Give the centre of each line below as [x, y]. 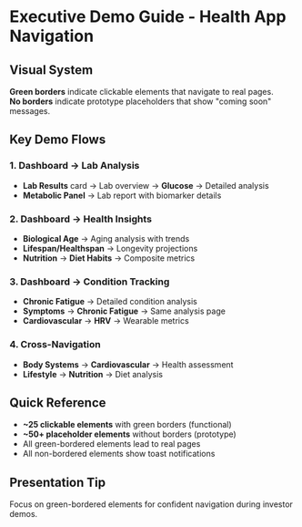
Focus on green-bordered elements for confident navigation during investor [151, 504]
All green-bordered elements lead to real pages [111, 444]
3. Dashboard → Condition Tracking [90, 282]
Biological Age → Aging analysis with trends [106, 238]
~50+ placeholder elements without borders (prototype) [129, 434]
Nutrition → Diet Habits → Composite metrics [109, 258]
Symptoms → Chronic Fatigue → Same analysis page [124, 311]
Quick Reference [58, 403]
